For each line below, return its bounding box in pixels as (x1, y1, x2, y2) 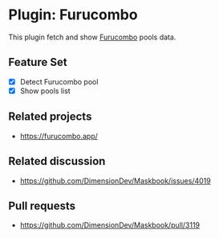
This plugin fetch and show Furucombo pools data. (8, 32, 176, 42)
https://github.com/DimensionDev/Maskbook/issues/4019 (19, 175, 211, 186)
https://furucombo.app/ (19, 131, 99, 141)
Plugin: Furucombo (8, 6, 138, 24)
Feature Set (8, 55, 67, 69)
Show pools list (19, 86, 71, 96)
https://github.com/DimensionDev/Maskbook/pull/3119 (19, 220, 201, 230)
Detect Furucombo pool (19, 76, 99, 86)
